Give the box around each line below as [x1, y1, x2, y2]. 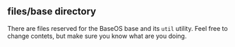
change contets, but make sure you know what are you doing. [7, 32, 187, 40]
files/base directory [7, 6, 97, 18]
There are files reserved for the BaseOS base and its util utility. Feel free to [7, 24, 228, 32]
